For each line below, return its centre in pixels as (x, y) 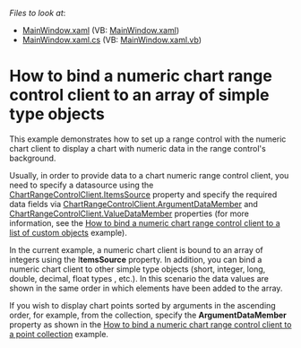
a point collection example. (59, 334)
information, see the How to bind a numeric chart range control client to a (145, 222)
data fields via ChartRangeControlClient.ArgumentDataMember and (133, 204)
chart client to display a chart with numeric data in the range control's (138, 148)
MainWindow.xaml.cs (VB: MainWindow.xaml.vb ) (112, 40)
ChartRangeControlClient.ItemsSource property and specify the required (143, 194)
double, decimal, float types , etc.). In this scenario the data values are (139, 278)
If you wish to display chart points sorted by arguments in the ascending (142, 305)
